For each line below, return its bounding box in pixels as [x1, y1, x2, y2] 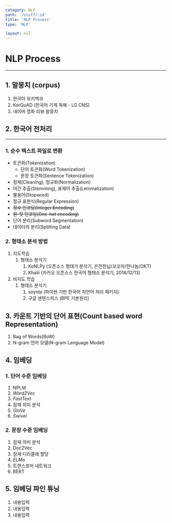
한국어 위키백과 [12, 95, 44, 101]
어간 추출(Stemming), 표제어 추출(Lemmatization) [12, 185, 114, 191]
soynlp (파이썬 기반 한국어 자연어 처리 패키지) [28, 289, 119, 295]
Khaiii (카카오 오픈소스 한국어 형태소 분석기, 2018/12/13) [28, 270, 141, 276]
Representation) [5, 320, 58, 329]
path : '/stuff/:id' [5, 12, 47, 17]
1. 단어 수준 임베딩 [5, 373, 47, 380]
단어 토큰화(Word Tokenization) [20, 166, 85, 172]
